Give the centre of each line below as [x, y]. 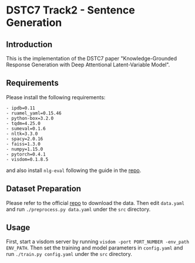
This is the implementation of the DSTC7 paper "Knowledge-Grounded [92, 58]
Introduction [29, 44]
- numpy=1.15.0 [25, 149]
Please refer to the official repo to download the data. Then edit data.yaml [95, 203]
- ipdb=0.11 [21, 108]
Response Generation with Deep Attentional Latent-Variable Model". [88, 65]
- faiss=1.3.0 [23, 144]
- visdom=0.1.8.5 [27, 159]
